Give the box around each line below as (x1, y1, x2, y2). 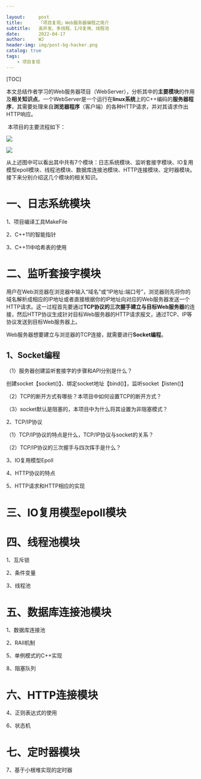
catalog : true (6, 48, 42, 54)
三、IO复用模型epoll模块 (6, 506, 127, 520)
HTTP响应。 (6, 110, 37, 117)
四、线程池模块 (6, 535, 80, 549)
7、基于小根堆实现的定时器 (6, 766, 73, 774)
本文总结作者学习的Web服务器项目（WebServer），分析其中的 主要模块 (6, 88, 179, 95)
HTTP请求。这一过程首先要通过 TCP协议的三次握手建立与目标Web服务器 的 (6, 303, 190, 310)
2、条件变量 (6, 570, 36, 577)
